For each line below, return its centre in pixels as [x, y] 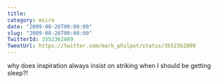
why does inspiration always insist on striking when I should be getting [109, 66]
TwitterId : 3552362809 [40, 40]
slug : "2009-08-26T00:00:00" [50, 33]
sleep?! [18, 73]
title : [17, 14]
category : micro [31, 20]
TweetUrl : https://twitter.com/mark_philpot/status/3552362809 [102, 46]
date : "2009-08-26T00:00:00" [50, 26]
